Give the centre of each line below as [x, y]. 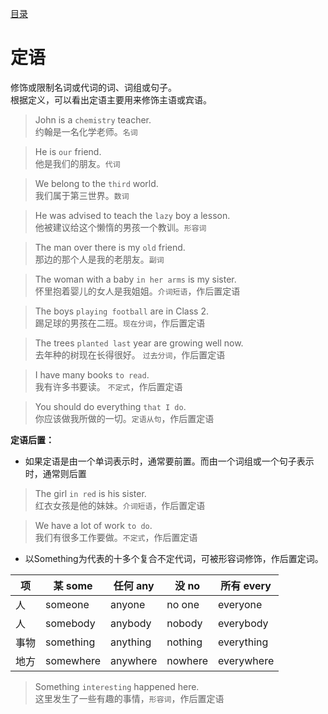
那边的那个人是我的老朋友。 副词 [99, 259]
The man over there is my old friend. [110, 247]
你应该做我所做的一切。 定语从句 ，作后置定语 [124, 418]
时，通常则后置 [55, 473]
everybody [243, 623]
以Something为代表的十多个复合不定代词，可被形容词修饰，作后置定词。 [174, 558]
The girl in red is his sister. [90, 493]
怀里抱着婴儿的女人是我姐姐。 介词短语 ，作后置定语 [137, 291]
